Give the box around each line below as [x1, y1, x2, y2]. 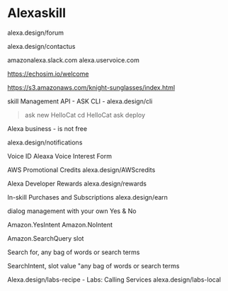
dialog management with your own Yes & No [7, 207, 137, 215]
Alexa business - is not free [7, 124, 87, 132]
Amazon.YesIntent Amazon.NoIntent [7, 220, 113, 229]
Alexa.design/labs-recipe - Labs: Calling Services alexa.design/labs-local [7, 275, 222, 284]
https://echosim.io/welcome [7, 69, 89, 78]
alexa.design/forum [7, 28, 64, 37]
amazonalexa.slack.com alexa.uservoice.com [7, 55, 139, 64]
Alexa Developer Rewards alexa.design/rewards [7, 179, 147, 188]
